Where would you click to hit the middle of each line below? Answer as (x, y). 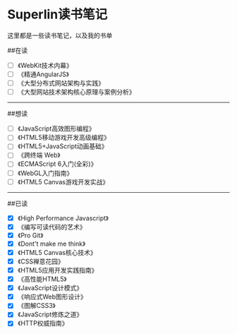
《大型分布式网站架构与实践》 (61, 83)
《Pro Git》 (30, 235)
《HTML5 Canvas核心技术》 (57, 252)
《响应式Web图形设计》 (52, 297)
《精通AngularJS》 (43, 74)
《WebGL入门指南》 (45, 173)
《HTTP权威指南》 (43, 323)
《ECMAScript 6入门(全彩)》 (57, 164)
